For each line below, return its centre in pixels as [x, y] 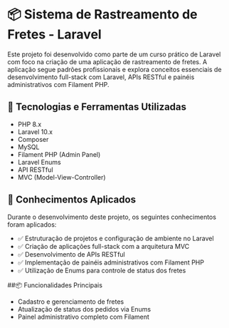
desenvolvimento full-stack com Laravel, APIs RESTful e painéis [101, 77]
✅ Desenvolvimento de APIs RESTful [71, 254]
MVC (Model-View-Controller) [62, 177]
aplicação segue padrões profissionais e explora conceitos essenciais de [114, 69]
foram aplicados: [32, 224]
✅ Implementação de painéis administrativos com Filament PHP [111, 262]
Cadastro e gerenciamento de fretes [71, 302]
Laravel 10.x [35, 132]
